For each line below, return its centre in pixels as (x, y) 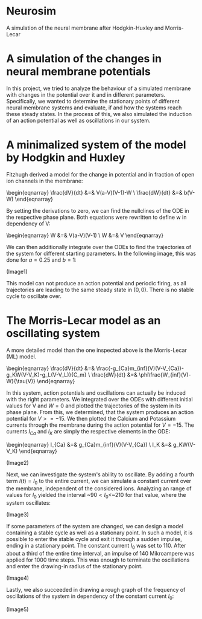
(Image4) (17, 578)
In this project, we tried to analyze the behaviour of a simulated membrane (99, 88)
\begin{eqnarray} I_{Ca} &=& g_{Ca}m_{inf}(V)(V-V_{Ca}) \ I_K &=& (89, 444)
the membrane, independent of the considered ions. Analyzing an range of (99, 488)
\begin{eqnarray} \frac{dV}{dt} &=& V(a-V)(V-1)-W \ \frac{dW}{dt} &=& (94, 192)
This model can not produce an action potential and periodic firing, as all (96, 283)
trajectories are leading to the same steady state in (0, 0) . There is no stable (100, 290)
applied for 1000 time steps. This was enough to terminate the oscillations (98, 560)
